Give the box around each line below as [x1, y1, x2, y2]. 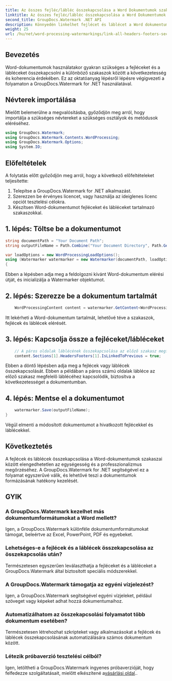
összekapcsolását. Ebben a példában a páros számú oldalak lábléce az [5, 368, 155, 374]
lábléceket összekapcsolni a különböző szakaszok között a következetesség [5, 69, 166, 76]
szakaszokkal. [12, 209, 43, 216]
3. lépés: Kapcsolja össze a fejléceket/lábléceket [5, 335, 165, 344]
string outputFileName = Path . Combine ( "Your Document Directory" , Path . [5, 243, 164, 248]
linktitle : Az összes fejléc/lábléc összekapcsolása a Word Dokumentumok [5, 12, 166, 18]
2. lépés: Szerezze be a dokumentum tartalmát [5, 291, 157, 300]
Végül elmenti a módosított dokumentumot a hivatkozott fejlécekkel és [5, 422, 154, 428]
